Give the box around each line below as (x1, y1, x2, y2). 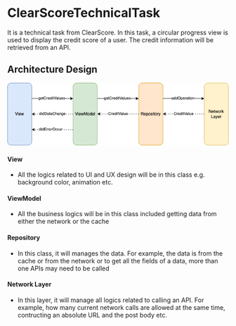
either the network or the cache (17, 217, 110, 226)
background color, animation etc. (17, 178, 114, 187)
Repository (7, 234, 41, 242)
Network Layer (7, 280, 52, 289)
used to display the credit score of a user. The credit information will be (7, 35, 214, 44)
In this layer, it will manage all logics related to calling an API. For (17, 296, 204, 304)
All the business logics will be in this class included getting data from (17, 210, 217, 218)
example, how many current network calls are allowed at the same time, (17, 303, 226, 311)
